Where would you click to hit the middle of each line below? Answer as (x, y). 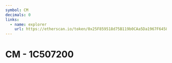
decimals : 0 (18, 15)
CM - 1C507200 (40, 55)
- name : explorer (28, 24)
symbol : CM (17, 10)
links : (12, 19)
